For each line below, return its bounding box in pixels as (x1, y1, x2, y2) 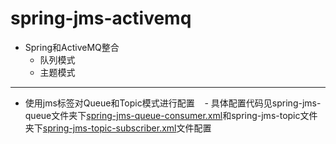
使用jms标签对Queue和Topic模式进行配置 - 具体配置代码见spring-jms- (24, 97, 322, 109)
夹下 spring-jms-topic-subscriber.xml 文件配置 (24, 122, 212, 134)
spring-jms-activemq (10, 7, 192, 30)
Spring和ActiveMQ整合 (24, 41, 120, 53)
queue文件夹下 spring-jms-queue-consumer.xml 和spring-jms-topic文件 (24, 109, 318, 121)
